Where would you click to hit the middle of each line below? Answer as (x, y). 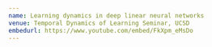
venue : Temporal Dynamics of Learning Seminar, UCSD (99, 23)
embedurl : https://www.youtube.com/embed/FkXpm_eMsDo (101, 30)
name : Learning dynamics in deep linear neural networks (106, 16)
